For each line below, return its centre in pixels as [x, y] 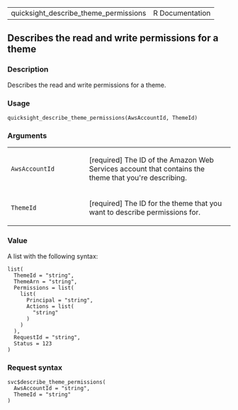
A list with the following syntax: [53, 256]
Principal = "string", [59, 300]
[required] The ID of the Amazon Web [152, 160]
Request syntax [35, 368]
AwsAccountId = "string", [52, 388]
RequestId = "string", [47, 337]
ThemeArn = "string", [46, 281]
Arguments [27, 135]
